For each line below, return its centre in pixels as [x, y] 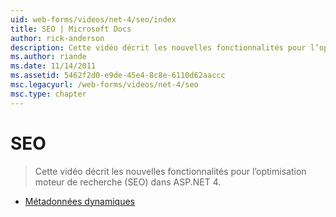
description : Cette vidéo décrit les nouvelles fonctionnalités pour [158, 47]
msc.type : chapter [48, 94]
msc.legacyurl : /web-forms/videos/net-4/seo [104, 85]
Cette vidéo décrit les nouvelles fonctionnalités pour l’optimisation [170, 171]
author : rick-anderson [57, 38]
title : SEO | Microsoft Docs [71, 29]
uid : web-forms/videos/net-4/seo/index [93, 19]
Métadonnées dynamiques [79, 201]
